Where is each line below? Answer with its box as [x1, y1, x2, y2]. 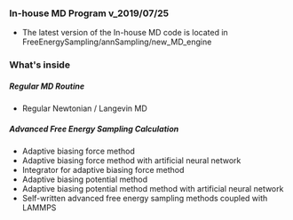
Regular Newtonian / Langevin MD [21, 103, 148, 114]
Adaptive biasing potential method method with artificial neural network [21, 184, 284, 194]
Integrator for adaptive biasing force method [21, 165, 185, 176]
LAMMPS [21, 202, 57, 213]
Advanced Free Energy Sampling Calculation [9, 123, 179, 134]
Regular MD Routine [9, 81, 85, 91]
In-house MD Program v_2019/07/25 [9, 7, 170, 20]
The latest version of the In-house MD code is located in [21, 27, 228, 38]
